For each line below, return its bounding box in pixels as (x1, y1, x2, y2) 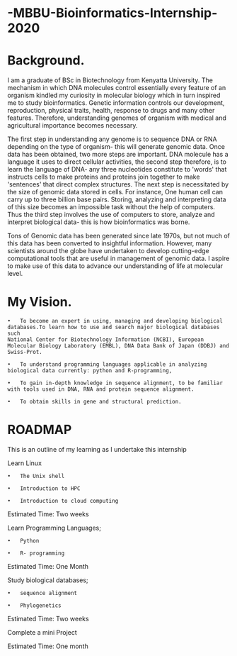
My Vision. (7, 294, 72, 310)
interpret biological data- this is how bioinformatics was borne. (7, 218, 190, 226)
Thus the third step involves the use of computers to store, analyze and (7, 211, 215, 219)
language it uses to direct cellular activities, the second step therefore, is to (7, 157, 227, 166)
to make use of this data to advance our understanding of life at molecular (7, 262, 224, 270)
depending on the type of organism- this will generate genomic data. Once (7, 143, 225, 151)
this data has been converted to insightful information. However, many (7, 239, 212, 248)
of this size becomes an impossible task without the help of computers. (7, 203, 216, 211)
